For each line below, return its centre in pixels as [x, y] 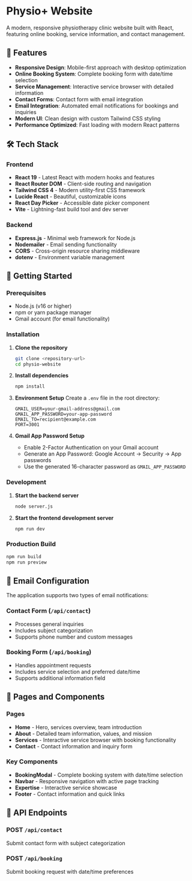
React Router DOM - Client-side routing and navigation [83, 184]
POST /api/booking [34, 858]
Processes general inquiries [49, 624]
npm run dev [30, 529]
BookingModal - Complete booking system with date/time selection [99, 775]
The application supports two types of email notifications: [77, 595]
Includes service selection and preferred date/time [77, 672]
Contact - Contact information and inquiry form [74, 746]
